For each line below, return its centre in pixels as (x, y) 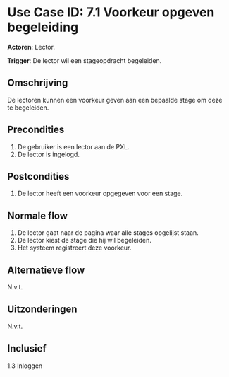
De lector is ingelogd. (48, 154)
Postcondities (38, 176)
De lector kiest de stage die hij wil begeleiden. (84, 240)
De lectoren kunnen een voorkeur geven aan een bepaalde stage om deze (115, 100)
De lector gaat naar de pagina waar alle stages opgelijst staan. (108, 233)
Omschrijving (38, 83)
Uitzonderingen (42, 309)
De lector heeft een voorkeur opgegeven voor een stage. (100, 193)
